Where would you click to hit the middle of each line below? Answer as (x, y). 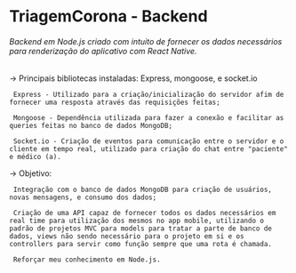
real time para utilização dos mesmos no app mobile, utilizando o (137, 221)
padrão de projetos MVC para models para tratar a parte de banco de (141, 229)
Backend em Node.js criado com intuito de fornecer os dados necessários (146, 41)
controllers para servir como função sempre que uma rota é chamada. (141, 245)
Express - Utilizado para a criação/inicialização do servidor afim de (148, 95)
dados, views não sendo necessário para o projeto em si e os (127, 237)
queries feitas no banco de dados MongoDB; (91, 126)
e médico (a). (36, 157)
